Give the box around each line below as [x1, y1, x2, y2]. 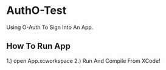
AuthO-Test [6, 4, 67, 17]
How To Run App [6, 41, 71, 51]
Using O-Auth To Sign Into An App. [6, 24, 94, 31]
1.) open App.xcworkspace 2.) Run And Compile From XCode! [6, 57, 161, 64]
